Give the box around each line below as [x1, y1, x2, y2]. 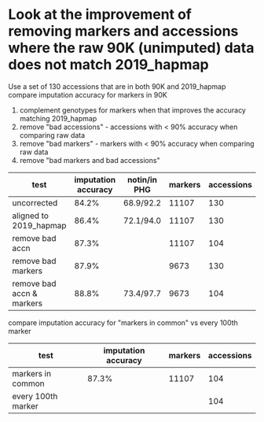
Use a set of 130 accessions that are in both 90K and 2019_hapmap [8, 81, 226, 91]
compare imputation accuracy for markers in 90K [8, 90, 167, 99]
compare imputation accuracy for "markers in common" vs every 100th [8, 317, 238, 328]
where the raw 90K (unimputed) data [8, 39, 255, 57]
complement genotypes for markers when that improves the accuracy [19, 105, 246, 115]
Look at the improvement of [8, 6, 192, 24]
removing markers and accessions [8, 22, 239, 40]
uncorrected [12, 197, 58, 208]
